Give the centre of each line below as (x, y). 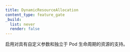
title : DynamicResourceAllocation (42, 10)
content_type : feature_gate (35, 15)
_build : (14, 19)
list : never (23, 24)
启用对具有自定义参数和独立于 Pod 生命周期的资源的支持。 (67, 44)
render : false (25, 29)
